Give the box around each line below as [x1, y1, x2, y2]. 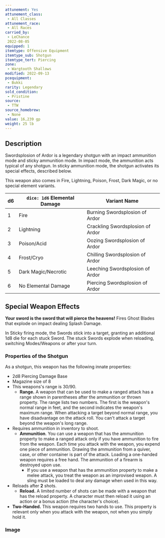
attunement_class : [5, 12, 43, 17]
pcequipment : [5, 76, 32, 81]
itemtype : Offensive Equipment [5, 48, 69, 53]
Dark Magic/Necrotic [19, 269, 67, 275]
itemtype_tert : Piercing [5, 57, 56, 62]
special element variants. [5, 183, 56, 189]
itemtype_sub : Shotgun [5, 53, 52, 58]
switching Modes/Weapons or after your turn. [5, 341, 97, 347]
